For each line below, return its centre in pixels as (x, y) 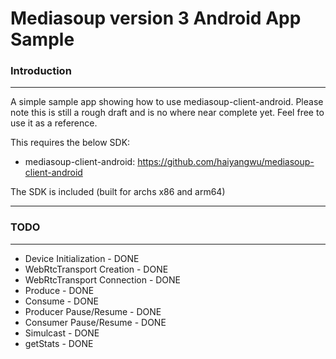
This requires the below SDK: (70, 143)
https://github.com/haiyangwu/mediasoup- (226, 162)
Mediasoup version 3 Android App (156, 18)
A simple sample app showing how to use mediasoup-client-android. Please (167, 102)
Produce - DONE (59, 290)
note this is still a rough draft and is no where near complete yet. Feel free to (167, 113)
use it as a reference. (54, 123)
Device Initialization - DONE (82, 258)
